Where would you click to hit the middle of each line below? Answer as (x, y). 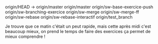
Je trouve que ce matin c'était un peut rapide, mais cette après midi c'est (78, 26)
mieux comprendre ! (25, 36)
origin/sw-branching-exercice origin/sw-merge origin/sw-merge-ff (72, 12)
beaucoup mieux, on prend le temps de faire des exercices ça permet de (78, 31)
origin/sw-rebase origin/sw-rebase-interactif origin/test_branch (69, 17)
